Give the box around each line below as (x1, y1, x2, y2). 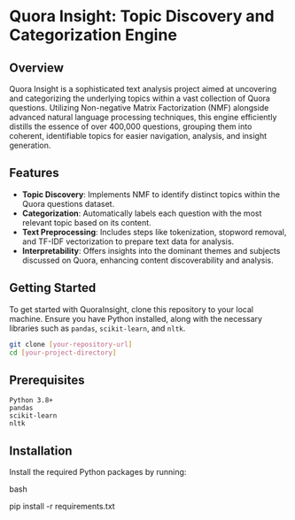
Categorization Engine (9, 25, 177, 45)
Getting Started (9, 280, 97, 295)
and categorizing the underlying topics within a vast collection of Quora (9, 93, 270, 103)
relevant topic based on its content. (21, 217, 152, 227)
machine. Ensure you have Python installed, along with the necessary (9, 313, 263, 324)
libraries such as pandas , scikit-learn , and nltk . (9, 323, 186, 333)
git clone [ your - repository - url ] (9, 340, 133, 348)
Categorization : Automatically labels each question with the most (21, 208, 262, 218)
